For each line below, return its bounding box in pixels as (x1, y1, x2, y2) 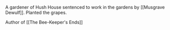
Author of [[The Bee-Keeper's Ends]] (5, 19, 83, 25)
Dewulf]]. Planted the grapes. (5, 9, 67, 15)
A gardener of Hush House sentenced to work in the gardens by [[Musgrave (5, 4, 165, 10)
